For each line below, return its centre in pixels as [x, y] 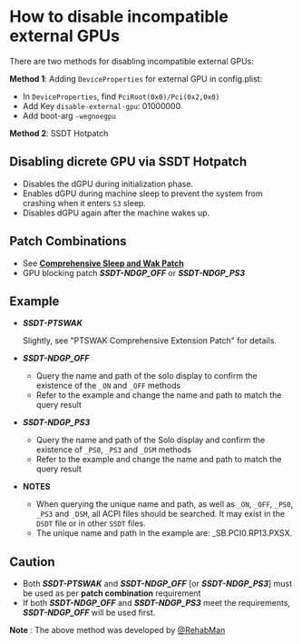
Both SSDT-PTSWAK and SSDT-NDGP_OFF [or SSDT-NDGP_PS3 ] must [157, 584]
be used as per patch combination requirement [112, 593]
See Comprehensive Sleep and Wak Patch [103, 263]
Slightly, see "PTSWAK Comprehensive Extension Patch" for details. [150, 341]
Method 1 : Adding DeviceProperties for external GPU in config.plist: [136, 78]
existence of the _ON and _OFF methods [108, 386]
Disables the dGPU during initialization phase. [107, 183]
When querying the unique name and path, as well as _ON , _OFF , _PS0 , [165, 504]
